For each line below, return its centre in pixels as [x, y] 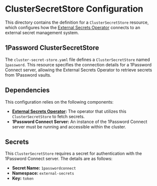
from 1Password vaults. [28, 75]
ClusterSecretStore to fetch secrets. [48, 116]
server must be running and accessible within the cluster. [69, 126]
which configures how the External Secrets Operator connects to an [73, 27]
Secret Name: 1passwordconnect [44, 168]
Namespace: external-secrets [43, 173]
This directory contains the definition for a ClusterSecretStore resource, [77, 22]
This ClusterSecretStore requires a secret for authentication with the [73, 154]
